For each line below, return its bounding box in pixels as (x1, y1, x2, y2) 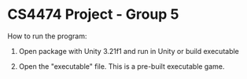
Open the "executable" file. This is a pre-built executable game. (18, 61, 225, 71)
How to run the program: (7, 31, 87, 41)
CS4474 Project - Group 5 (7, 5, 179, 23)
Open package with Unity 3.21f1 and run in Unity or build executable (18, 46, 239, 56)
